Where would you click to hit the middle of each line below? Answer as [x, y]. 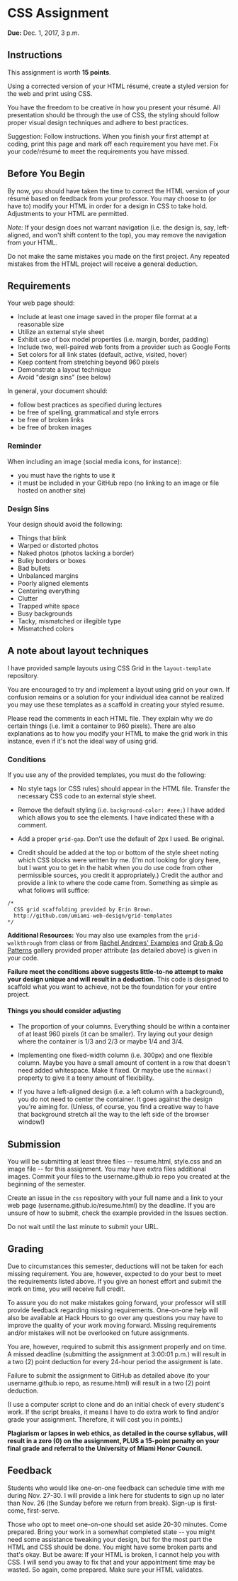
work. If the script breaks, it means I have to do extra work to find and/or [113, 1412]
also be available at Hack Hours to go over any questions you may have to [115, 1317]
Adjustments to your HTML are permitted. [68, 213]
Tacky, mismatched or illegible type [69, 621]
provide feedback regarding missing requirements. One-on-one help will [113, 1310]
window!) [31, 1122]
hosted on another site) [52, 490]
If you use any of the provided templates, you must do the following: [107, 775]
